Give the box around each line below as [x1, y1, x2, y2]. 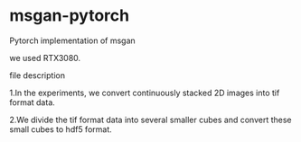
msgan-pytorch [9, 5, 129, 26]
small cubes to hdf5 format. [9, 123, 113, 135]
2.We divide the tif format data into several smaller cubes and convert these [9, 114, 292, 125]
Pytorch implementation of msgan [9, 35, 136, 46]
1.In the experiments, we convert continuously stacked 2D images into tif [9, 87, 280, 98]
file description [9, 69, 66, 81]
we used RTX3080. [9, 52, 81, 63]
